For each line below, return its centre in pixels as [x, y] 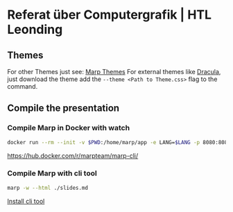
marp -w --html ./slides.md [48, 188]
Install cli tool [26, 201]
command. [23, 86]
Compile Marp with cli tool [52, 173]
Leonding [35, 29]
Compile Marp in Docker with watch [69, 128]
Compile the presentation [63, 108]
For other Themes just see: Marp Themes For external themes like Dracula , [114, 72]
